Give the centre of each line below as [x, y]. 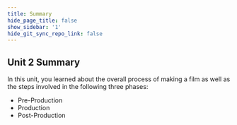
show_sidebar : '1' [34, 27]
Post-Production [41, 115]
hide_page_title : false [42, 20]
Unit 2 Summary [44, 62]
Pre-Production [40, 100]
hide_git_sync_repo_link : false [55, 34]
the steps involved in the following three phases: [78, 87]
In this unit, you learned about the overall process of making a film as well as [119, 79]
